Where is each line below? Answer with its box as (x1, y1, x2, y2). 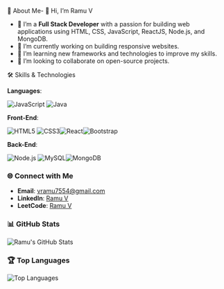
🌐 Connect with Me (7, 170, 74, 180)
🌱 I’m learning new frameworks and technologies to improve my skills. (17, 49, 217, 58)
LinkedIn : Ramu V (17, 194, 69, 202)
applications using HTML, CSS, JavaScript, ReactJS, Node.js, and (17, 28, 205, 35)
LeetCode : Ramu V (17, 202, 72, 210)
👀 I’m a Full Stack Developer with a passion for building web (17, 20, 190, 28)
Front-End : (7, 114, 40, 121)
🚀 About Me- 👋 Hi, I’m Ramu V (7, 7, 93, 15)
